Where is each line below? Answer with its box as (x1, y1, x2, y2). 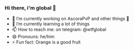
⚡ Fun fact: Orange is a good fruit (11, 39, 81, 45)
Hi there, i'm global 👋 (4, 4, 56, 11)
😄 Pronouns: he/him (11, 34, 54, 40)
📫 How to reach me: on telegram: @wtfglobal (11, 27, 106, 33)
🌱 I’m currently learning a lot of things (11, 21, 89, 27)
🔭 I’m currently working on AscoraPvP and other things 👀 (11, 16, 129, 22)
